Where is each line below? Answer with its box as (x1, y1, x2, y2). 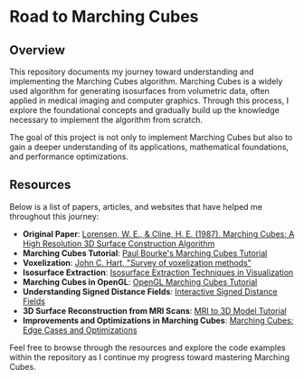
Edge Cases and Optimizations (22, 324, 138, 336)
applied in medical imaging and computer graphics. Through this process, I (9, 95, 290, 106)
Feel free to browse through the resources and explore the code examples (9, 342, 287, 353)
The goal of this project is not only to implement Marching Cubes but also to (9, 132, 293, 142)
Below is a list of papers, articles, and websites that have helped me (9, 201, 262, 212)
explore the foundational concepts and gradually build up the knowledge (9, 105, 280, 115)
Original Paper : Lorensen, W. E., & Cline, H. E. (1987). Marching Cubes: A (22, 228, 295, 239)
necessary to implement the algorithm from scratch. (9, 115, 204, 125)
